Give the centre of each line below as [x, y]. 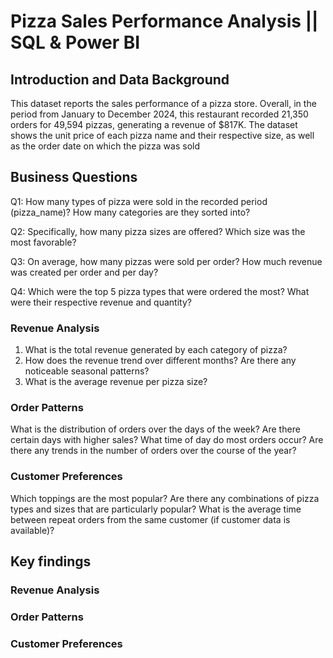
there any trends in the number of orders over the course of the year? [153, 451]
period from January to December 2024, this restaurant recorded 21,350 [159, 114]
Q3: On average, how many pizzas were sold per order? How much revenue [166, 261]
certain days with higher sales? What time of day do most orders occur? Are [167, 440]
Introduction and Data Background [120, 79]
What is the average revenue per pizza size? [116, 382]
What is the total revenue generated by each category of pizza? [156, 350]
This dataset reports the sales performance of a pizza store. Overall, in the [163, 103]
